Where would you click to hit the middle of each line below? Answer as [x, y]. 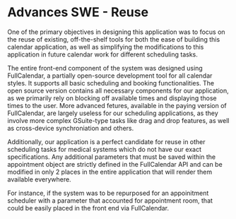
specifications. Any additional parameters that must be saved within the [112, 157]
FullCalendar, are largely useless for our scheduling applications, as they [113, 113]
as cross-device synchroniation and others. [71, 128]
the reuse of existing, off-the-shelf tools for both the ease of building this [114, 39]
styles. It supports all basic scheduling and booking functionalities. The [111, 83]
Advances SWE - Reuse [78, 12]
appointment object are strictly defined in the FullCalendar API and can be [115, 164]
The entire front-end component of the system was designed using [105, 68]
